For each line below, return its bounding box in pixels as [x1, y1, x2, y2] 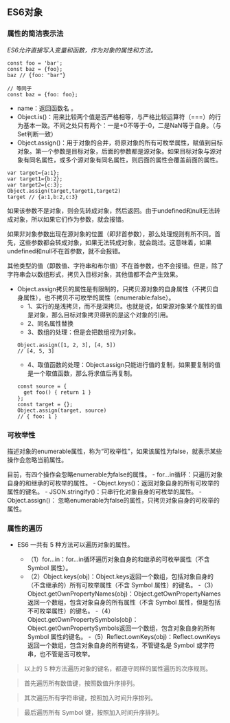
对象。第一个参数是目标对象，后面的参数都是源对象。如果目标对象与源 [16, 147, 216, 155]
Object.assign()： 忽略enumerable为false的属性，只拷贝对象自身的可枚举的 [7, 496, 220, 504]
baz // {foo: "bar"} [7, 72, 67, 78]
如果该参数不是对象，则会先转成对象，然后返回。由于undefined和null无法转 [7, 206, 221, 215]
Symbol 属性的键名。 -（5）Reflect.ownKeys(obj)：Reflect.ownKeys [27, 633, 221, 641]
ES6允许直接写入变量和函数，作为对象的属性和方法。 [7, 45, 157, 54]
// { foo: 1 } [16, 412, 58, 420]
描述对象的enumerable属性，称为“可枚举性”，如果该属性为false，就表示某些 [7, 447, 222, 455]
